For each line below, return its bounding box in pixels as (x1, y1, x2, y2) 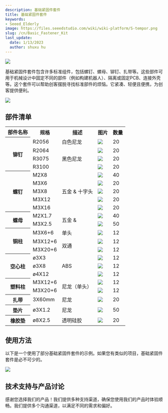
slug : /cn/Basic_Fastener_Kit (5, 31, 68, 36)
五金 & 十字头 (61, 188, 93, 195)
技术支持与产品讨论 (5, 382, 64, 390)
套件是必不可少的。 (5, 357, 45, 363)
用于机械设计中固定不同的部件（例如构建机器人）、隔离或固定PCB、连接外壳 (5, 75, 161, 81)
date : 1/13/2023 (9, 40, 43, 45)
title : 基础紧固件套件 (5, 12, 47, 17)
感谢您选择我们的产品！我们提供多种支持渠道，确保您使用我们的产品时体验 (5, 396, 158, 402)
